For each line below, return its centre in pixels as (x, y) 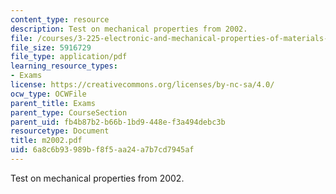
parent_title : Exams (53, 103)
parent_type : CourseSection (69, 112)
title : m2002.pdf (46, 141)
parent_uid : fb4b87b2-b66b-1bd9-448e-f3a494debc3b (118, 122)
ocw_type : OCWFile (48, 94)
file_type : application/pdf (69, 57)
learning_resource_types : (64, 66)
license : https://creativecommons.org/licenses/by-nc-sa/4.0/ (142, 85)
